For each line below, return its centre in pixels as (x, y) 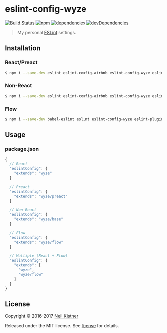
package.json (22, 149)
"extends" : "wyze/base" (39, 219)
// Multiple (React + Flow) (39, 256)
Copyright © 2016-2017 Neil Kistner (42, 316)
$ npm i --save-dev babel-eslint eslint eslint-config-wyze (69, 119)
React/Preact (21, 62)
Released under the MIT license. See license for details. (62, 326)
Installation (23, 48)
